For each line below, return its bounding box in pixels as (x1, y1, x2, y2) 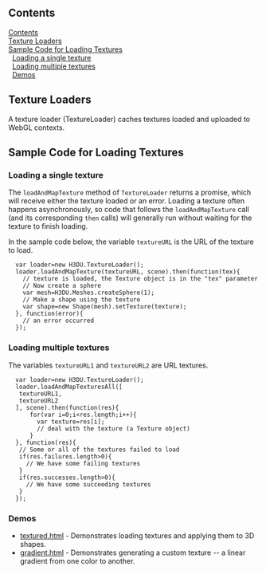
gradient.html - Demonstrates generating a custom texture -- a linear (19, 548, 246, 557)
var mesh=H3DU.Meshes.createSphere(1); (22, 289, 155, 297)
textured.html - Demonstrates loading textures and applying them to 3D (19, 530, 255, 541)
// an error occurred (22, 316, 94, 325)
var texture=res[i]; (37, 418, 105, 426)
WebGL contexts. (8, 123, 65, 132)
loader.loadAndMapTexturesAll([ (15, 383, 123, 391)
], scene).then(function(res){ (15, 403, 119, 411)
